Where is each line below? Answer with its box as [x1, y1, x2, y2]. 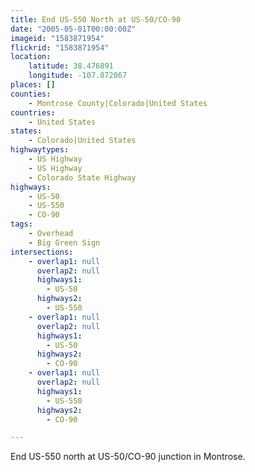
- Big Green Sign [28, 237, 101, 248]
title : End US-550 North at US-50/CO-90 [10, 14, 182, 25]
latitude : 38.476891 [28, 61, 114, 71]
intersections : [10, 247, 74, 257]
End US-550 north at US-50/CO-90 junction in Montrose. [10, 451, 246, 463]
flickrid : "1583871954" [10, 42, 110, 53]
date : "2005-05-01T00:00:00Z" [10, 24, 137, 34]
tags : [10, 219, 33, 230]
